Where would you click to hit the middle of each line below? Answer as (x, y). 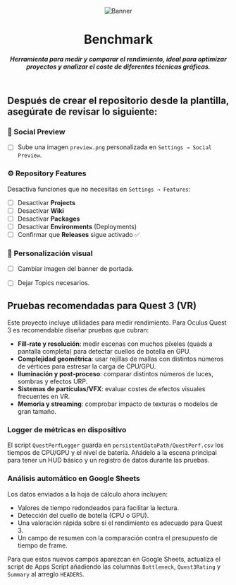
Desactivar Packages (49, 219)
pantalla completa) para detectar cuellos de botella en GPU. (104, 352)
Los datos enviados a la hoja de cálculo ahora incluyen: (87, 494)
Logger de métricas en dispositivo (67, 430)
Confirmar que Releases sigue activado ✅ (79, 234)
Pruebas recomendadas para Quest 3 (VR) (102, 305)
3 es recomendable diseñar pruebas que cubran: (78, 330)
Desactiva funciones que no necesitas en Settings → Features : (99, 189)
